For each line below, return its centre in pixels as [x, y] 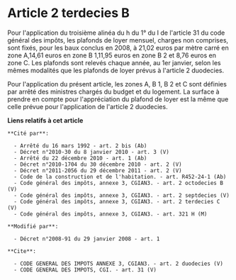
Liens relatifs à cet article [45, 120]
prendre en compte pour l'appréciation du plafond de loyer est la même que [118, 99]
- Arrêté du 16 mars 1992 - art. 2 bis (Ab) [80, 146]
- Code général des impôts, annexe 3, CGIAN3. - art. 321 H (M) [111, 214]
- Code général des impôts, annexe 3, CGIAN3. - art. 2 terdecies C [117, 201]
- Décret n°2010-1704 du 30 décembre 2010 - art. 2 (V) [98, 164]
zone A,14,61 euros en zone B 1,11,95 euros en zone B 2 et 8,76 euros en [112, 55]
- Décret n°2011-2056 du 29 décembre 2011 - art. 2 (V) [98, 170]
